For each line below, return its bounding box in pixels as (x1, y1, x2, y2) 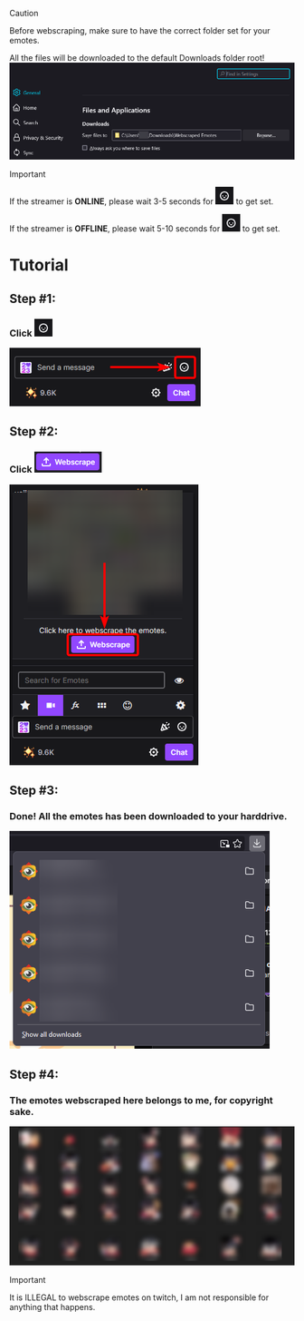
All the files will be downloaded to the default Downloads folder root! (9, 53, 265, 63)
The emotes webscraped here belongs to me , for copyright (9, 1093, 273, 1106)
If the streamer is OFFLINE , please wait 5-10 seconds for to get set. (9, 223, 280, 234)
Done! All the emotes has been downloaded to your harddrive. (9, 810, 288, 822)
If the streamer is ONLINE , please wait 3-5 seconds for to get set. (9, 196, 274, 207)
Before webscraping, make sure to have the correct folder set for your (9, 25, 271, 35)
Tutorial (9, 255, 70, 276)
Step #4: (9, 1066, 59, 1082)
